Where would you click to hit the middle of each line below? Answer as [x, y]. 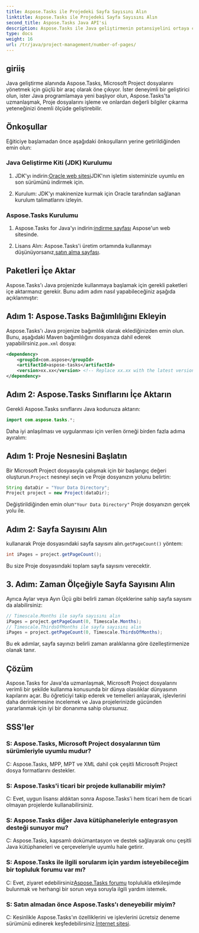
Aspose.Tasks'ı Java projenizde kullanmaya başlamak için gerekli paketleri [97, 285]
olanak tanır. [21, 650]
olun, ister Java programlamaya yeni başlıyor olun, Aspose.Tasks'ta [88, 95]
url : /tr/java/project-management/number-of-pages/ [71, 45]
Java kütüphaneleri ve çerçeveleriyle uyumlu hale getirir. [75, 847]
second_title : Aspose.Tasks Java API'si [57, 23]
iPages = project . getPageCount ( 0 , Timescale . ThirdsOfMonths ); [84, 632]
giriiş [16, 69]
